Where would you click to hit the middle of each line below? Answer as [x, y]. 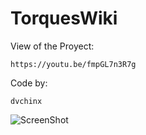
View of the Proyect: [52, 46]
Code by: [29, 83]
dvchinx [26, 101]
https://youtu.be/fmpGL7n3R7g [73, 64]
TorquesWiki [64, 18]
